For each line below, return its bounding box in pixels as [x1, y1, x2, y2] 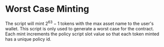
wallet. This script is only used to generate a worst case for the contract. [5, 25, 155, 31]
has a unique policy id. [5, 36, 51, 42]
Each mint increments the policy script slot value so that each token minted [5, 31, 160, 37]
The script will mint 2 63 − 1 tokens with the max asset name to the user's [5, 20, 154, 26]
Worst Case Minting [5, 3, 89, 15]
